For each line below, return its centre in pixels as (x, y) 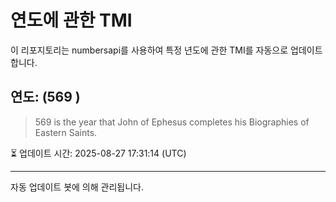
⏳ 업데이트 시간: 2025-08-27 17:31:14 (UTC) (98, 153)
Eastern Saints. (66, 132)
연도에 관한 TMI (71, 20)
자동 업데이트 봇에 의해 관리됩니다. (77, 187)
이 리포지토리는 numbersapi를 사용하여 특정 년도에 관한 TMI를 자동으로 (149, 50)
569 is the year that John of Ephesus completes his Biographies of (172, 122)
